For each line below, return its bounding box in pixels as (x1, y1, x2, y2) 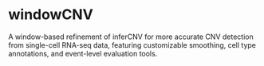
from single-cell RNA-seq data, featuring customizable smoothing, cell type (8, 40, 257, 49)
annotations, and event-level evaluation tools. (8, 49, 158, 58)
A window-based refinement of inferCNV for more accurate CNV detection (8, 32, 254, 41)
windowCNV (8, 6, 94, 24)
